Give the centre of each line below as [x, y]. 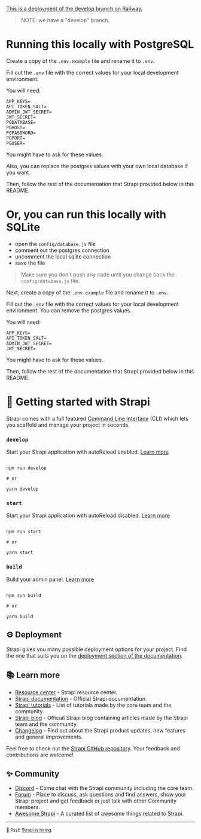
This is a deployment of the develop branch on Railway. [74, 9]
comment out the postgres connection [62, 250]
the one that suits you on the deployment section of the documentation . [95, 655]
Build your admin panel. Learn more [50, 579]
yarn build [20, 616]
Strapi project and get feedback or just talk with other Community [96, 801]
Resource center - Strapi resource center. [66, 692]
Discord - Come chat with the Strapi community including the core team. [104, 788]
